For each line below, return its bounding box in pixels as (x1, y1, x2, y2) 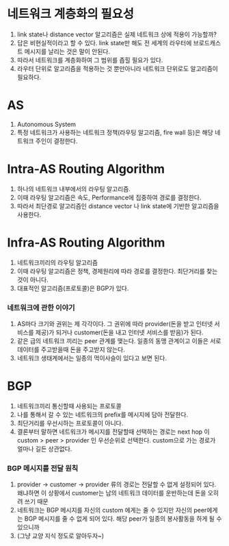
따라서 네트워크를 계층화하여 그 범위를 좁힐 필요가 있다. (16, 55, 163, 64)
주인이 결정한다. (35, 136, 78, 145)
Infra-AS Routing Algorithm (7, 235, 165, 250)
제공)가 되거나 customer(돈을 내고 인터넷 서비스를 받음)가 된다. (35, 328, 204, 336)
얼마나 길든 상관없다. (16, 445, 72, 453)
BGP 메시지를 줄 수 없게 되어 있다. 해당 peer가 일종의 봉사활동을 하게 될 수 (24, 514, 222, 523)
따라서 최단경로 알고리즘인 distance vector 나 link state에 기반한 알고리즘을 (16, 201, 219, 210)
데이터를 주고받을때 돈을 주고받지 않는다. (16, 345, 125, 353)
